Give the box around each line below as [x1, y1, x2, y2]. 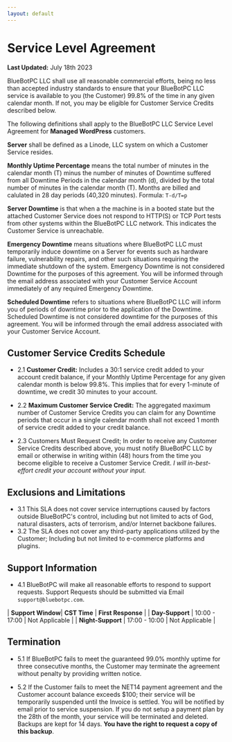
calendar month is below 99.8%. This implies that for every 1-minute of [17, 380, 220, 389]
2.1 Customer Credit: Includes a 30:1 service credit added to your [17, 365, 204, 374]
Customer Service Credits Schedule [7, 347, 166, 358]
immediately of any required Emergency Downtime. [7, 284, 154, 292]
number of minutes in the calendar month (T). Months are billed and [7, 183, 201, 192]
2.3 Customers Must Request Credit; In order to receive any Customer [17, 437, 217, 445]
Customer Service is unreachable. [7, 226, 105, 235]
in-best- [187, 459, 211, 468]
